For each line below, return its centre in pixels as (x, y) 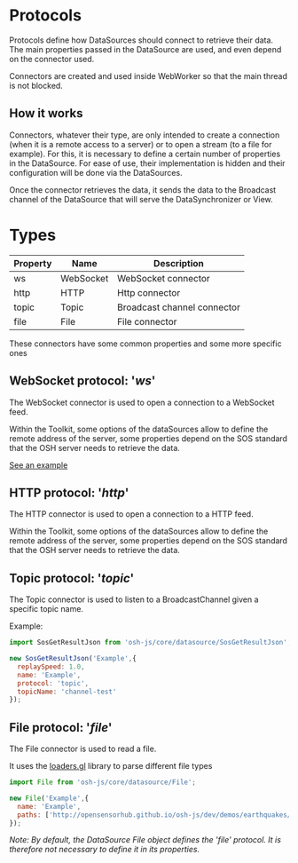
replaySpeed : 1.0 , (51, 667)
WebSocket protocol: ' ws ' (82, 381)
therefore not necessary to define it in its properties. (105, 850)
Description (179, 263)
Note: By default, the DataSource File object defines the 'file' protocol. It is (145, 840)
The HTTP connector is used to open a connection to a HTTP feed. (132, 514)
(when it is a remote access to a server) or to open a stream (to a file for (141, 144)
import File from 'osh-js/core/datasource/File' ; (103, 782)
